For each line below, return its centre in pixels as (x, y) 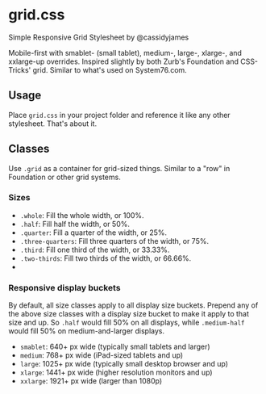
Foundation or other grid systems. (64, 177)
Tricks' (20, 69)
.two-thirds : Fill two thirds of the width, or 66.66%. (106, 258)
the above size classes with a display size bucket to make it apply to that (129, 314)
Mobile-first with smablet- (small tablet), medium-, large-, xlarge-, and (125, 52)
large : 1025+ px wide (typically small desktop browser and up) (124, 364)
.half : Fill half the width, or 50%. (75, 224)
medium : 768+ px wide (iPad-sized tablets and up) (102, 355)
